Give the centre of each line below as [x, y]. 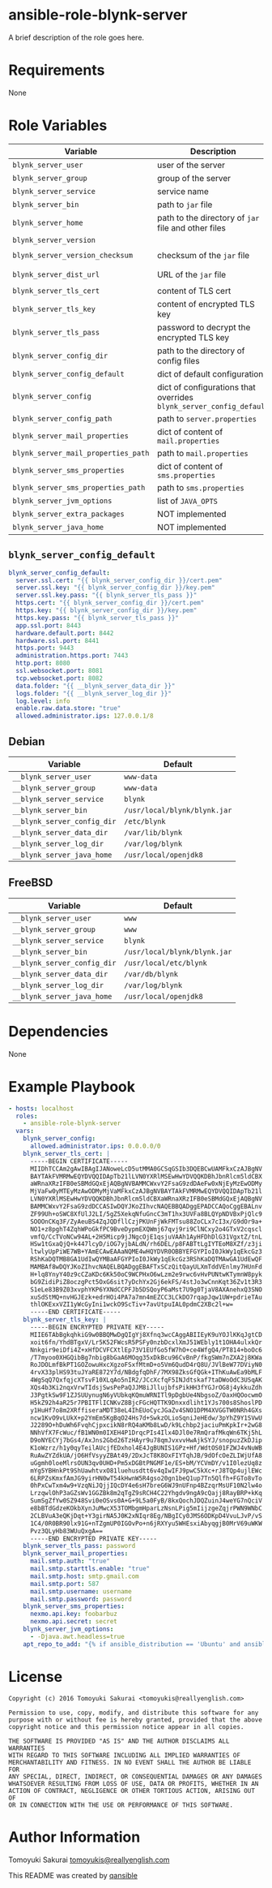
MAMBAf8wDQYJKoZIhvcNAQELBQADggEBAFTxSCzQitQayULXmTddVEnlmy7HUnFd [146, 1267]
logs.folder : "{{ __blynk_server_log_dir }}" [94, 693]
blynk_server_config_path [62, 418]
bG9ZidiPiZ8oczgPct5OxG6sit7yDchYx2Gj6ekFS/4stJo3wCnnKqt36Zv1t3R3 [146, 1282]
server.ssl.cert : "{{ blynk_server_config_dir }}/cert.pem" [119, 580]
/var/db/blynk [151, 974]
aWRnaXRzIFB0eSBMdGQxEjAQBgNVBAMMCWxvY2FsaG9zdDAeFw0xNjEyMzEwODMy [146, 1184]
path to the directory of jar [208, 218]
